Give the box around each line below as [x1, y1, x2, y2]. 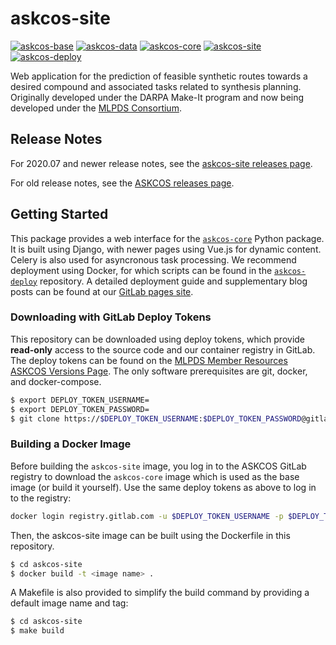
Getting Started [10, 206, 109, 223]
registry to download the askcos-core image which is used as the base [10, 470, 300, 482]
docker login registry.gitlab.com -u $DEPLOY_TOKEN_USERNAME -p [10, 511, 284, 521]
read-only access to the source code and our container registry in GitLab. [10, 343, 316, 356]
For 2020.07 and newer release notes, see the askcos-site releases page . [10, 157, 313, 169]
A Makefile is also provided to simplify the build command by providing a [10, 587, 310, 599]
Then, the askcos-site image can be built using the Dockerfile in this [10, 529, 291, 541]
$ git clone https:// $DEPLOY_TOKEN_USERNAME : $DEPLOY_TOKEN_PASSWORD [10, 413, 302, 424]
